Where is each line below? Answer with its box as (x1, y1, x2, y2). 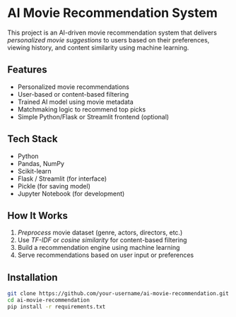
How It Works (7, 210, 69, 222)
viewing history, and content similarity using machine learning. (7, 43, 189, 52)
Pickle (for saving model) (17, 181, 90, 190)
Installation (7, 271, 58, 283)
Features (7, 64, 47, 76)
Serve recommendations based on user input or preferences (17, 251, 194, 259)
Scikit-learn (17, 167, 52, 175)
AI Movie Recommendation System (7, 5, 218, 21)
